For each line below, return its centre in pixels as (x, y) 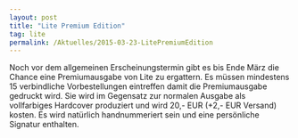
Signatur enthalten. (44, 125)
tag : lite (28, 34)
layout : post (33, 17)
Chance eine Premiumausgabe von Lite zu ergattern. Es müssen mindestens (149, 77)
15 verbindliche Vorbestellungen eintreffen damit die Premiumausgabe (138, 86)
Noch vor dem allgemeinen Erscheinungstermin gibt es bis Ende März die (144, 68)
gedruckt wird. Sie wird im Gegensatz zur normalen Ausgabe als (128, 96)
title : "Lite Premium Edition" (67, 26)
